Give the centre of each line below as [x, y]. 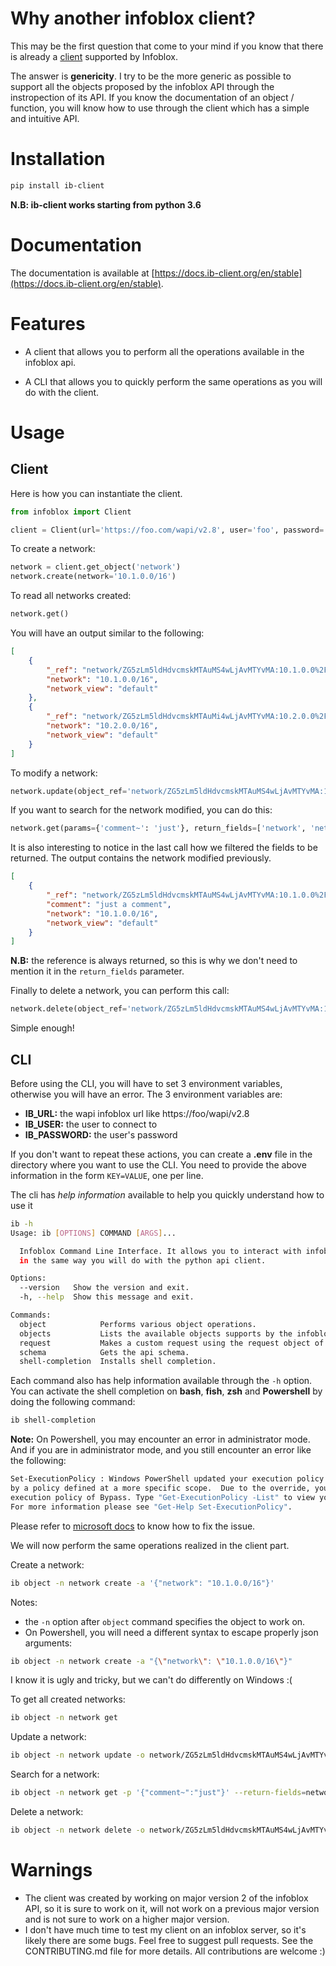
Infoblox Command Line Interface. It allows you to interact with [160, 1251]
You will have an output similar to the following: [107, 633]
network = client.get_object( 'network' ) [96, 567]
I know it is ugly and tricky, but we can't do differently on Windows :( [151, 1680]
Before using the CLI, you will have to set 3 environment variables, [146, 1083]
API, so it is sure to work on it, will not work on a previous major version [172, 1908]
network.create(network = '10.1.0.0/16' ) [93, 577]
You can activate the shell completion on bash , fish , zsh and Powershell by [166, 1391]
